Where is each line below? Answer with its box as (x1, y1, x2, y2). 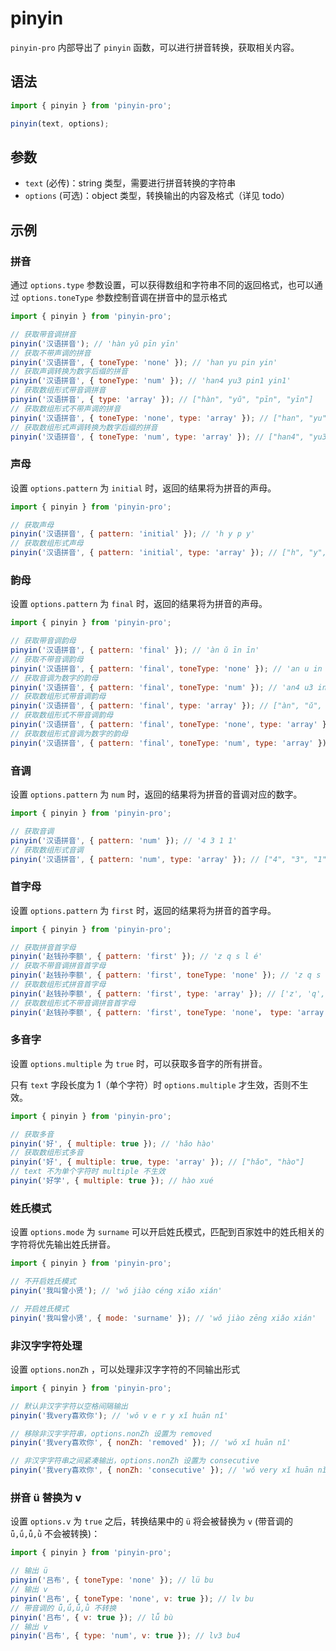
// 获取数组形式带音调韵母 (10, 692, 107, 702)
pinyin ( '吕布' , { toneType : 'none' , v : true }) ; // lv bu (10, 1593, 255, 1604)
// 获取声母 (10, 520, 55, 530)
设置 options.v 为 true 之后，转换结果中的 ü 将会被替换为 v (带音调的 (10, 1515, 294, 1527)
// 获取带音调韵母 (10, 636, 77, 646)
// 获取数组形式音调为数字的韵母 (10, 728, 128, 739)
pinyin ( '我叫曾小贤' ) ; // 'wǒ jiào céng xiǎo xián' (10, 1286, 223, 1296)
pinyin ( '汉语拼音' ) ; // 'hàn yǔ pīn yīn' (10, 338, 180, 349)
